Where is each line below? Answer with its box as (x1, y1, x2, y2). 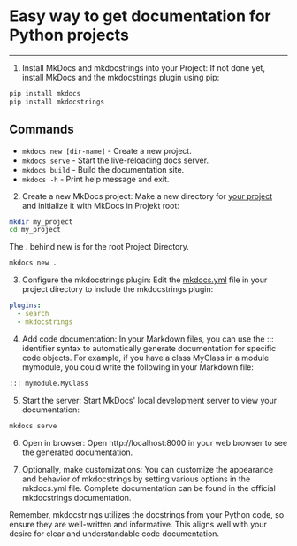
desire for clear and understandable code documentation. (9, 528, 219, 539)
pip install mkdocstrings (9, 97, 104, 106)
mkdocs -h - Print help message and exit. (21, 173, 170, 184)
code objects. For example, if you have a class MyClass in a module (21, 352, 270, 363)
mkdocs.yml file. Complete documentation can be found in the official (21, 482, 276, 493)
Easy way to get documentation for (9, 6, 271, 27)
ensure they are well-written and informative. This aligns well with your (9, 519, 267, 529)
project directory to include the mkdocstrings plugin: (21, 284, 214, 295)
